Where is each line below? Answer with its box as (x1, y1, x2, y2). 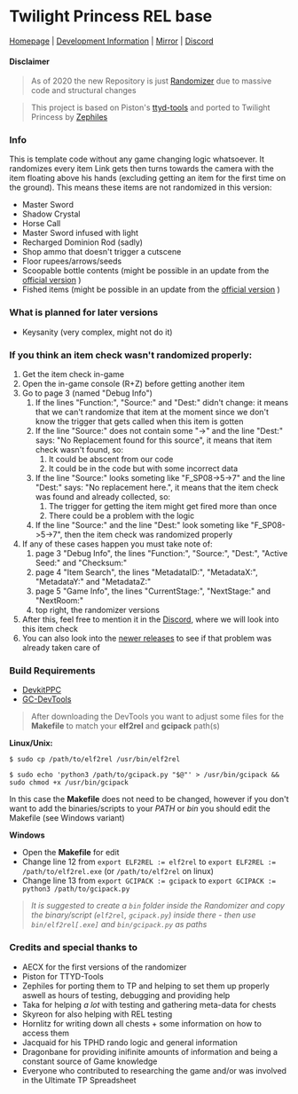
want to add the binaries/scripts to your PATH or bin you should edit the (9, 803, 271, 814)
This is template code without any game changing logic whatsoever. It (9, 153, 264, 165)
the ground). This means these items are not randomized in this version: (9, 182, 272, 193)
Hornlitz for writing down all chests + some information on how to (21, 1018, 262, 1028)
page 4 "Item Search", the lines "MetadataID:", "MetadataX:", (35, 567, 259, 578)
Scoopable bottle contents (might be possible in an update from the (21, 265, 270, 276)
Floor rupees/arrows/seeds (21, 256, 122, 267)
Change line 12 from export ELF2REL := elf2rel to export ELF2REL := (21, 856, 277, 867)
